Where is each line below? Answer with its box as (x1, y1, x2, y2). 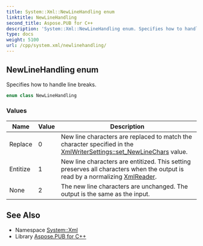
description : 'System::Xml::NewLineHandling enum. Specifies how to (6, 25, 182, 32)
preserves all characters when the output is (60, 165, 184, 173)
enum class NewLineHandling (6, 92, 77, 98)
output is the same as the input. (60, 189, 150, 198)
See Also (6, 210, 40, 221)
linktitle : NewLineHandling (6, 14, 77, 20)
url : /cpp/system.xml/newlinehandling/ (6, 43, 107, 49)
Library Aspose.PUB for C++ (14, 233, 86, 240)
